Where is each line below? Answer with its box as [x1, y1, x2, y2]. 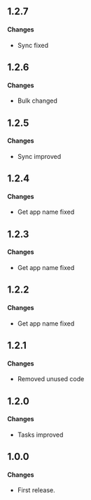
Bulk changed [17, 96, 57, 105]
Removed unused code [17, 375, 85, 383]
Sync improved [17, 152, 62, 160]
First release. [17, 486, 55, 494]
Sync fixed [17, 41, 49, 49]
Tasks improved [17, 430, 64, 439]
